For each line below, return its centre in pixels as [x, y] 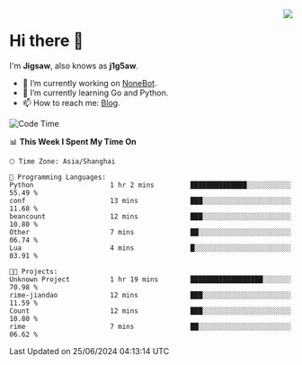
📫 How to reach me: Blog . [71, 102]
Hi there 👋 [46, 41]
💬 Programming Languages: [58, 177]
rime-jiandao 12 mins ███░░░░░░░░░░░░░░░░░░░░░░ [151, 295]
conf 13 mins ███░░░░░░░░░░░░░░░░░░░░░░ [151, 200]
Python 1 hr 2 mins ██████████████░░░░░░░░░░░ [151, 185]
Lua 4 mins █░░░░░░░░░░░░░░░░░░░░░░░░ [151, 248]
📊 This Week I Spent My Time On [73, 141]
